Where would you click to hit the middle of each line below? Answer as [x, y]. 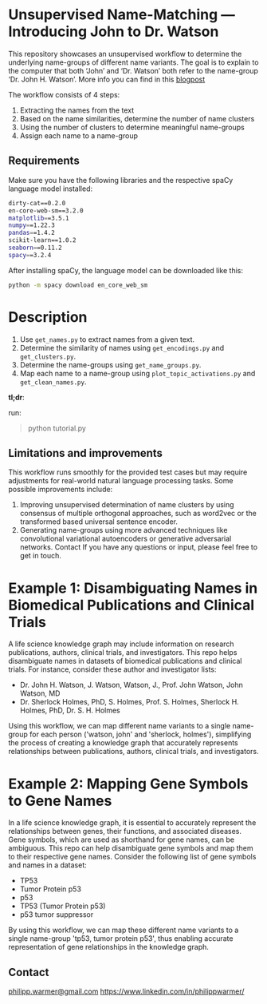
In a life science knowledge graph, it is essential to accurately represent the [132, 823]
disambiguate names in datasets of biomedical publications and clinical [125, 661]
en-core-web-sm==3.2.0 [46, 210]
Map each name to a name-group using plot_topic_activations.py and [137, 373]
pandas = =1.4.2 [32, 233]
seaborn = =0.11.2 [35, 248]
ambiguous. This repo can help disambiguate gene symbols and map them [131, 848]
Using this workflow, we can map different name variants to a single [120, 726]
